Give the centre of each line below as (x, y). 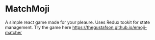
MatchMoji (27, 9)
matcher (13, 32)
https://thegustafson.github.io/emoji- (110, 27)
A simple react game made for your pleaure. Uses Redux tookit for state (77, 22)
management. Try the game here (38, 27)
